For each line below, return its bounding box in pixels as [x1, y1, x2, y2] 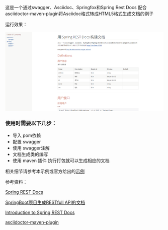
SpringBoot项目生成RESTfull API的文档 [5, 199, 86, 205]
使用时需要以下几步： [5, 120, 57, 127]
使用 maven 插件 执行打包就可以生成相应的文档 [12, 158, 110, 164]
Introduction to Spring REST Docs [5, 209, 75, 215]
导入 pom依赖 [12, 132, 41, 138]
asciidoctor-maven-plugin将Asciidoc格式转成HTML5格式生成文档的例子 [5, 11, 153, 17]
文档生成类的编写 [12, 151, 48, 157]
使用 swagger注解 [12, 145, 50, 151]
